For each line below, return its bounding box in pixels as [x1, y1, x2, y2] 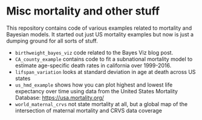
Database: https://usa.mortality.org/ [15, 94, 105, 101]
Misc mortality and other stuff [6, 4, 160, 18]
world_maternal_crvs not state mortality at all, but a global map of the [15, 100, 188, 107]
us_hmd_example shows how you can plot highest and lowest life [15, 81, 173, 88]
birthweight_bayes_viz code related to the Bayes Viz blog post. [15, 48, 174, 56]
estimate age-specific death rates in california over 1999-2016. [15, 62, 172, 69]
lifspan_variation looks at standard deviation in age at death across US [15, 68, 196, 75]
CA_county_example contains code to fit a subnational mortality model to [15, 55, 193, 62]
